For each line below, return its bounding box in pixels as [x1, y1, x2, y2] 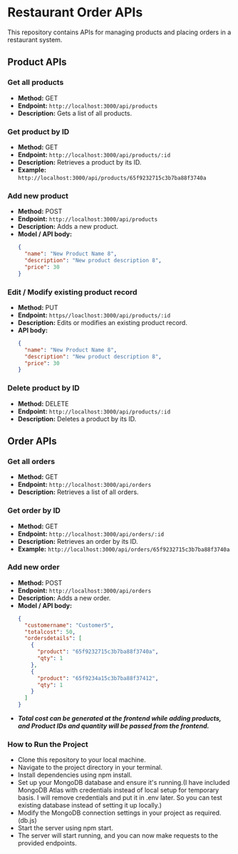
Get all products [7, 78, 64, 88]
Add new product [7, 190, 69, 200]
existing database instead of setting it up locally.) [17, 801, 162, 810]
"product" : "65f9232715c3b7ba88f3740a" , [36, 648, 159, 656]
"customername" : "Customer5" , [24, 622, 114, 629]
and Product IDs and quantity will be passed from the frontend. [17, 721, 209, 731]
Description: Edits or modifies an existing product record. [17, 318, 187, 326]
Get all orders [7, 456, 56, 466]
